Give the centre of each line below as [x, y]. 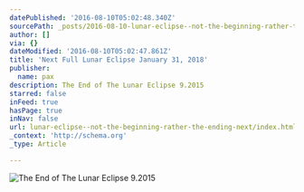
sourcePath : [32, 26]
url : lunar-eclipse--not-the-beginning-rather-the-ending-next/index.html [153, 128]
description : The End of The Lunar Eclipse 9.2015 [107, 85]
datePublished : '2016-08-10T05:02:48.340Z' [93, 18]
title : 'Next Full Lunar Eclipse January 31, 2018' [109, 60]
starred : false [38, 93]
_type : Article [38, 144]
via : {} [24, 43]
